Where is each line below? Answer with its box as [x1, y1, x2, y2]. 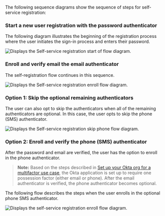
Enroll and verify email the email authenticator [5, 61, 119, 68]
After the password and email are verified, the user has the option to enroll [5, 150, 158, 156]
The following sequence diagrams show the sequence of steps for [5, 4, 141, 10]
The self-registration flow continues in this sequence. [5, 72, 115, 78]
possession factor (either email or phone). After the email [17, 175, 135, 181]
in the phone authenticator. [5, 155, 61, 161]
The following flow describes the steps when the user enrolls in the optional [5, 190, 161, 196]
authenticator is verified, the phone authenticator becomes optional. [17, 181, 157, 187]
